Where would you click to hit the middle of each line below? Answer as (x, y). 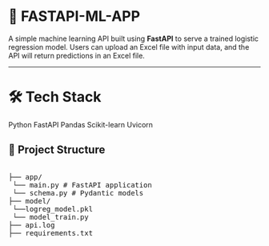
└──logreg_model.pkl (53, 209)
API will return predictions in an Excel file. (77, 55)
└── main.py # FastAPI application (82, 185)
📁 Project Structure (57, 150)
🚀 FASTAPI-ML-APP (74, 16)
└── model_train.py (51, 217)
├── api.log (32, 225)
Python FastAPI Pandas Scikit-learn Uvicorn (81, 124)
